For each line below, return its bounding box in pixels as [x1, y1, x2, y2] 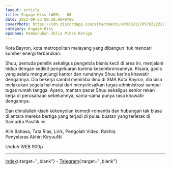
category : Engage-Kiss [5, 26, 53, 31]
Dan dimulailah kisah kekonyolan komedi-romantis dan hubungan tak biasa [5, 108, 162, 114]
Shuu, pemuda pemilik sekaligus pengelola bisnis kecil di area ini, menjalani [5, 60, 164, 66]
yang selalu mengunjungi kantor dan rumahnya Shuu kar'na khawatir [5, 71, 149, 77]
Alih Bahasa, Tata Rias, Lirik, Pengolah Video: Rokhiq [5, 128, 116, 134]
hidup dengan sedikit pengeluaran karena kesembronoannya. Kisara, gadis [5, 65, 162, 72]
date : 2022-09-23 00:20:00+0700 [5, 17, 74, 22]
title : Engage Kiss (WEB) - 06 [5, 12, 72, 17]
